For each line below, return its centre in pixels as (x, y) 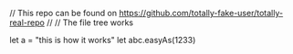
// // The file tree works (90, 22)
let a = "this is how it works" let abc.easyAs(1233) (103, 40)
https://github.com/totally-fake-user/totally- (201, 13)
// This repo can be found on (63, 13)
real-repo (27, 22)
